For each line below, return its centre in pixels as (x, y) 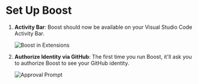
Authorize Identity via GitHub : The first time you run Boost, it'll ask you (103, 56)
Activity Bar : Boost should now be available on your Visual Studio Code (103, 27)
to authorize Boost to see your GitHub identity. (72, 63)
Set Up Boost (39, 10)
